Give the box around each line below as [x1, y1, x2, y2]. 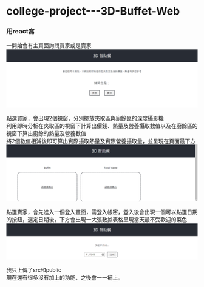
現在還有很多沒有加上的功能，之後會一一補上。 [6, 274, 123, 281]
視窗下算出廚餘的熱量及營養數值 [6, 130, 86, 137]
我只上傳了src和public [6, 266, 62, 274]
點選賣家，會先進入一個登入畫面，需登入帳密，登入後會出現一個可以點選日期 [6, 208, 198, 215]
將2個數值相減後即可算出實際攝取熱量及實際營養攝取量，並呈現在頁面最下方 [6, 138, 196, 145]
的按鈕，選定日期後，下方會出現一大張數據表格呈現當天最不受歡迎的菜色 [6, 215, 187, 223]
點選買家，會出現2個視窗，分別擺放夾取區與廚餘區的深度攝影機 [6, 115, 164, 122]
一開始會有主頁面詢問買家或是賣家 [6, 42, 92, 49]
